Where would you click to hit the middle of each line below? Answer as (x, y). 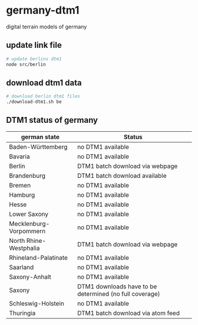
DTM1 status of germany (52, 120)
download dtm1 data (44, 82)
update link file (34, 45)
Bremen (20, 185)
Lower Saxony (29, 214)
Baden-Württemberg (38, 147)
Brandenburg (27, 175)
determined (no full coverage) (119, 294)
